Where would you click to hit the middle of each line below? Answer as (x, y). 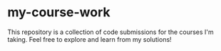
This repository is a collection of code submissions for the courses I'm (110, 32)
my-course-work (59, 12)
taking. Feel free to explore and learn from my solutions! (90, 39)
